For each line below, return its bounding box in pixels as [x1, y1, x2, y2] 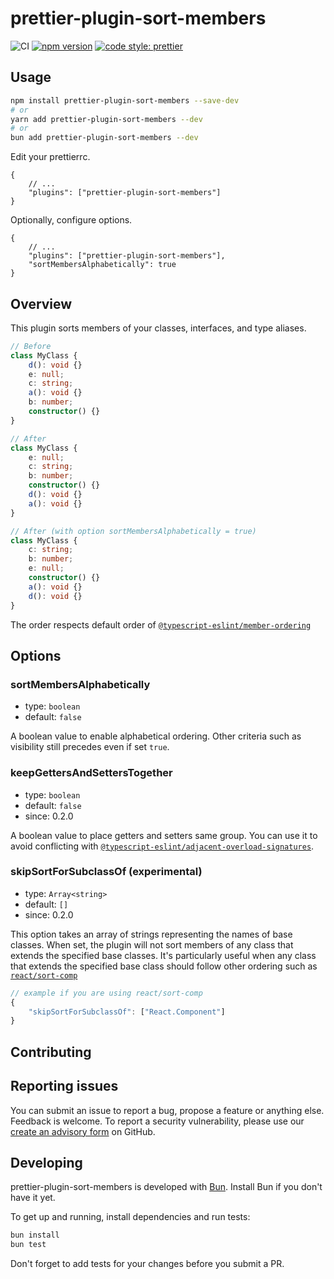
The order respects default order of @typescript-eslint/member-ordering [10, 618, 312, 631]
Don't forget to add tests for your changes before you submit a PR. [10, 1258, 285, 1270]
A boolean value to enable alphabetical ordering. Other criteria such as [10, 730, 302, 742]
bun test [10, 1240, 47, 1250]
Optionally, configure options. [10, 214, 133, 226]
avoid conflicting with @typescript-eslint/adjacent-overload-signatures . [10, 840, 315, 852]
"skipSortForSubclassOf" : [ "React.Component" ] [28, 1007, 226, 1017]
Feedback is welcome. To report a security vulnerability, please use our [10, 1115, 305, 1127]
